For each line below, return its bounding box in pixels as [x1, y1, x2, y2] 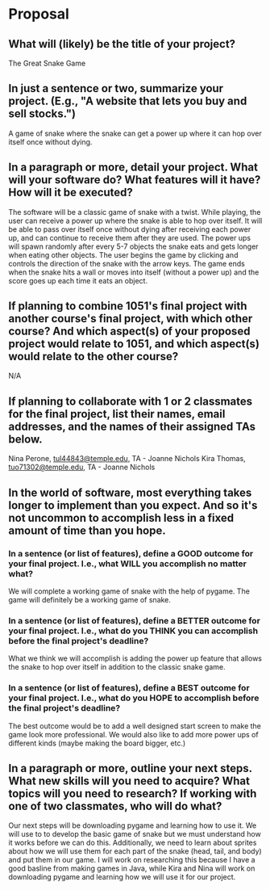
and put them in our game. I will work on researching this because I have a [8, 855, 255, 865]
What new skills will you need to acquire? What [8, 774, 250, 787]
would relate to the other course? [8, 350, 179, 363]
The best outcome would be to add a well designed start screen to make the [8, 720, 262, 731]
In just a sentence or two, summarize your [8, 82, 224, 95]
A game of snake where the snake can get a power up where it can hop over [8, 128, 262, 138]
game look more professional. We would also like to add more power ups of [8, 729, 260, 739]
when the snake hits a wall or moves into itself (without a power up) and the [8, 267, 260, 277]
